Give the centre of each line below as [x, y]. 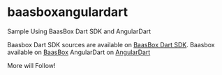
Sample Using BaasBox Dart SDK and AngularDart [79, 31]
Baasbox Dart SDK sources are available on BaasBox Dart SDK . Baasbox [111, 44]
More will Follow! [31, 65]
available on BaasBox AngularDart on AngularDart [79, 52]
